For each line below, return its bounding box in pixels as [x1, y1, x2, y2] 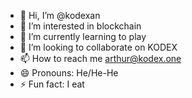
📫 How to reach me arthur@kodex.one [19, 53, 182, 64]
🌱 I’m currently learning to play [19, 31, 147, 42]
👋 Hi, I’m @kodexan [19, 10, 101, 21]
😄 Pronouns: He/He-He [19, 67, 119, 79]
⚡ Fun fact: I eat [19, 78, 85, 90]
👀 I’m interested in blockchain [19, 20, 142, 32]
